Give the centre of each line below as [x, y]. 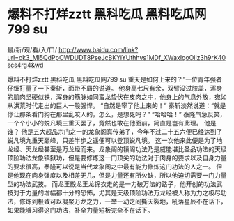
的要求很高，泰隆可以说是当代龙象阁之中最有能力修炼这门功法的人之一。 [111, 166]
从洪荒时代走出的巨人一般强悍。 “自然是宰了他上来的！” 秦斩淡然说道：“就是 [117, 105]
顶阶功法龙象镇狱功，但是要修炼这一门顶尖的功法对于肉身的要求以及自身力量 [117, 158]
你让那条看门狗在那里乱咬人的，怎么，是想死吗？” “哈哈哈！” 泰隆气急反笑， [117, 114]
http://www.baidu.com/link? [99, 49]
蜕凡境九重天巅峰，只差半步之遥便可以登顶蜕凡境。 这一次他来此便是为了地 [115, 140]
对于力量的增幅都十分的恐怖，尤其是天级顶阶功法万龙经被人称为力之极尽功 [120, 192]
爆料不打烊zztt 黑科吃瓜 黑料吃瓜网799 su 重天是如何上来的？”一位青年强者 [115, 79]
